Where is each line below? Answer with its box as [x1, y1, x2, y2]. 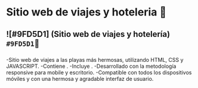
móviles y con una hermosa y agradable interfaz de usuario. [6, 75, 154, 82]
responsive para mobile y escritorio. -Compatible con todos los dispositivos [6, 68, 192, 76]
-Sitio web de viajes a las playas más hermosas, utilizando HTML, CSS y [6, 56, 184, 63]
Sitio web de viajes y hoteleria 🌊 [6, 5, 167, 19]
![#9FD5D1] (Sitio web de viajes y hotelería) [6, 29, 171, 39]
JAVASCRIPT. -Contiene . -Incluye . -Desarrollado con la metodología [6, 62, 177, 70]
